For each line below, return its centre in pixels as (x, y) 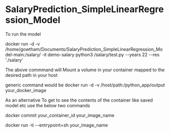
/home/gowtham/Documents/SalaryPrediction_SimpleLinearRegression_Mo (84, 49)
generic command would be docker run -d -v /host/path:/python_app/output (85, 85)
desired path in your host (31, 75)
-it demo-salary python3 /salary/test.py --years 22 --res (101, 55)
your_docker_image (26, 90)
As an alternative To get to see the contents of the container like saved (79, 100)
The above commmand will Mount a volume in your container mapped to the (85, 70)
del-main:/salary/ (23, 55)
